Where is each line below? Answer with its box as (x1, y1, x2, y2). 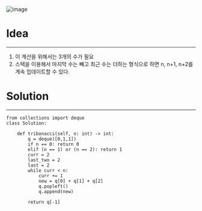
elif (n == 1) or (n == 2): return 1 (28, 146, 122, 153)
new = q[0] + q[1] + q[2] (38, 178, 103, 184)
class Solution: (6, 120, 47, 126)
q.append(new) (38, 188, 74, 195)
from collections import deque (6, 115, 85, 121)
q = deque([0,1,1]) (28, 136, 77, 142)
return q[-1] (28, 199, 61, 205)
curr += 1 (38, 173, 63, 179)
